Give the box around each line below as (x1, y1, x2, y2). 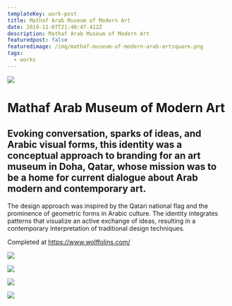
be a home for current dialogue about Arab (7, 172, 199, 184)
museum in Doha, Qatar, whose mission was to (7, 161, 217, 173)
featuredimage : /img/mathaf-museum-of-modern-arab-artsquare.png (7, 43, 203, 50)
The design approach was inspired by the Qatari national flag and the (7, 202, 209, 210)
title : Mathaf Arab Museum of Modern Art (7, 17, 131, 24)
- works (13, 56, 37, 63)
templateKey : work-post (7, 10, 78, 18)
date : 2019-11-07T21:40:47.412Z (7, 23, 102, 30)
